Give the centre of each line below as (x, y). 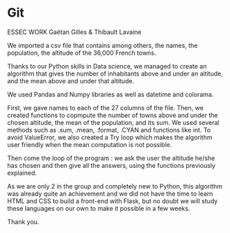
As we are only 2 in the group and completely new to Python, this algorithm (115, 186)
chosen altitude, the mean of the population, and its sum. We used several (113, 122)
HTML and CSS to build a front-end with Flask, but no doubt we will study (113, 201)
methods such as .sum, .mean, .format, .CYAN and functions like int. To (109, 130)
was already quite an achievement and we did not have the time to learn (110, 193)
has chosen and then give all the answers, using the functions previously (112, 165)
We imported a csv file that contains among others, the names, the (102, 45)
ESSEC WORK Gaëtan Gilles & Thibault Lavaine (74, 32)
